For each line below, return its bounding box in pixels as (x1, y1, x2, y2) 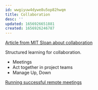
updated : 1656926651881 (5, 21, 55, 26)
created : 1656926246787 (5, 26, 55, 31)
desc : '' (5, 16, 23, 21)
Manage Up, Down (12, 69, 51, 75)
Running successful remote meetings (5, 79, 82, 85)
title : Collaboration (5, 12, 50, 17)
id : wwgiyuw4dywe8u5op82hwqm (5, 7, 66, 12)
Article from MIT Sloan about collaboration (5, 39, 93, 45)
